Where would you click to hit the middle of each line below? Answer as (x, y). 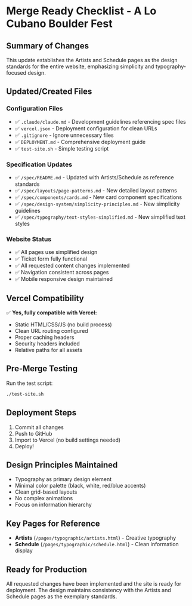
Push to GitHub (33, 433)
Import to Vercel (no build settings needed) (68, 440)
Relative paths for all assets (49, 350)
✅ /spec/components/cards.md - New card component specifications (98, 197)
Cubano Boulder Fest (59, 24)
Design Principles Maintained (62, 465)
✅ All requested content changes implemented (72, 266)
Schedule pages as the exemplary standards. (62, 596)
